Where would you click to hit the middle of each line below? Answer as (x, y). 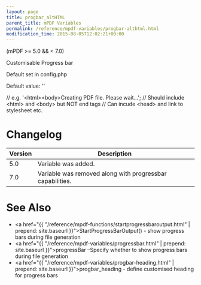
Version (21, 154)
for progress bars (36, 275)
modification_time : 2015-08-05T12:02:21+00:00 (65, 34)
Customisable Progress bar (40, 63)
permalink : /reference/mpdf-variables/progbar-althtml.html (83, 28)
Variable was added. (66, 164)
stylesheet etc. (25, 110)
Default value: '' (26, 86)
